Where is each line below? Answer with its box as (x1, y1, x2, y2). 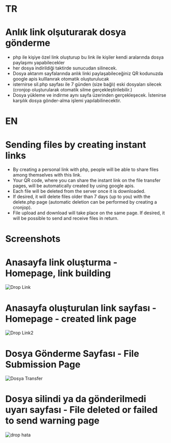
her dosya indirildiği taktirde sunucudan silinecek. (12, 65, 117, 71)
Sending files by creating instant (5, 139, 146, 151)
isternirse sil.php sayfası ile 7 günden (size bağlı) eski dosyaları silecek (12, 81, 162, 87)
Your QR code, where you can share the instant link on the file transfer (12, 177, 161, 184)
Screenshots (5, 233, 61, 245)
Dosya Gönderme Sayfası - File (5, 348, 139, 359)
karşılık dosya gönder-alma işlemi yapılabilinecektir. (12, 97, 121, 104)
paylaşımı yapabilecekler (12, 60, 65, 66)
